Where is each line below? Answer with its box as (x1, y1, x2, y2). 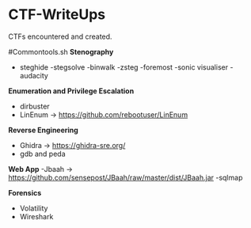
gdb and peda (19, 149, 66, 158)
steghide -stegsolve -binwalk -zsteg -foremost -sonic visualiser (19, 62, 228, 72)
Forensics (8, 188, 42, 197)
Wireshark (19, 211, 54, 221)
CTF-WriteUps (8, 6, 105, 24)
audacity (19, 70, 49, 80)
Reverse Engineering (8, 125, 79, 135)
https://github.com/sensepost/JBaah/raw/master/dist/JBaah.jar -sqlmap (8, 173, 243, 182)
